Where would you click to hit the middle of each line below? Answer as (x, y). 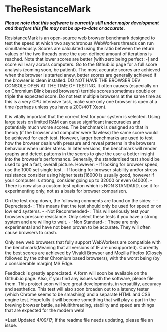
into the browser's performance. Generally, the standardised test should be (82, 159)
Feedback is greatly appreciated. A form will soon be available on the (76, 273)
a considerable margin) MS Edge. (39, 263)
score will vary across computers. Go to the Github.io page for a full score (81, 64)
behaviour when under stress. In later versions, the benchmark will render (81, 148)
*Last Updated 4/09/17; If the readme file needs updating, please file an (79, 320)
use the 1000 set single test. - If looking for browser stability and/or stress (81, 169)
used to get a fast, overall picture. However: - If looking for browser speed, (82, 164)
